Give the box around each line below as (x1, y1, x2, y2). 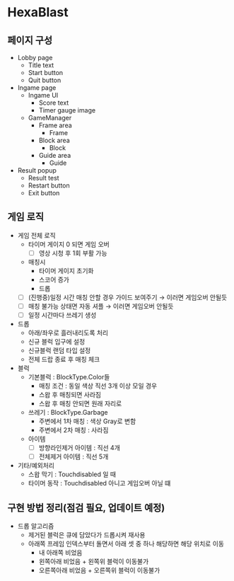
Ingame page (17, 84, 57, 92)
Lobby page (17, 54, 53, 62)
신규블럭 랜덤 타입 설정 (28, 346, 91, 355)
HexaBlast (7, 4, 69, 21)
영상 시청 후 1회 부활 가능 (38, 248, 107, 257)
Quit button (28, 76, 62, 84)
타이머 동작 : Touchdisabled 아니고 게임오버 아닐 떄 (28, 479, 171, 488)
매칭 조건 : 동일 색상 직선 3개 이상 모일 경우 (38, 381, 158, 390)
